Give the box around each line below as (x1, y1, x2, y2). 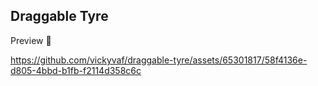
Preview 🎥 (10, 34, 52, 46)
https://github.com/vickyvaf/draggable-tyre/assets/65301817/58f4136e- (10, 54, 308, 66)
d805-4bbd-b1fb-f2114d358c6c (10, 64, 142, 76)
